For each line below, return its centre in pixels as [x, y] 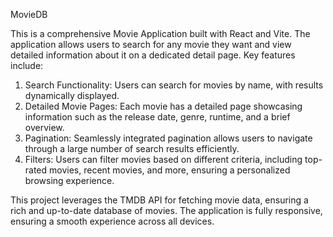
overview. [44, 127]
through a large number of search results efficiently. [132, 148]
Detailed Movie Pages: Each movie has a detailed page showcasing [163, 106]
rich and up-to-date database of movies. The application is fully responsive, [166, 210]
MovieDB [29, 14]
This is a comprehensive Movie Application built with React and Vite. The [160, 33]
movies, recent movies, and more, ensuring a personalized [170, 170]
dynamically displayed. [72, 95]
